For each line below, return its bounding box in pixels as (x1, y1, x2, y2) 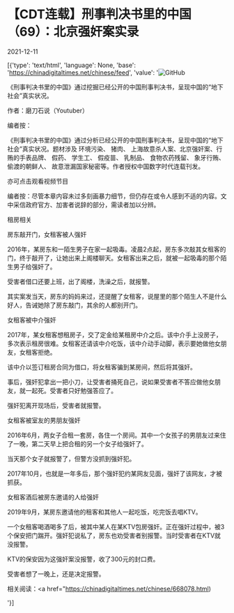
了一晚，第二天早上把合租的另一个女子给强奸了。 (7, 439, 148, 448)
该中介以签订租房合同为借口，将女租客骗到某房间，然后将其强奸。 (7, 362, 196, 371)
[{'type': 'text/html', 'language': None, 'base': (7, 61, 136, 69)
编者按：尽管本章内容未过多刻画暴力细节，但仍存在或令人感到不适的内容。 (7, 191, 221, 200)
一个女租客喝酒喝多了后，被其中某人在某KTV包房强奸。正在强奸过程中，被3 (7, 522, 225, 531)
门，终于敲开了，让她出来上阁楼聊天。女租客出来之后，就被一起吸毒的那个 (7, 253, 221, 262)
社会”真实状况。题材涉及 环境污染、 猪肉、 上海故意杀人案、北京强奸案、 (7, 145, 217, 153)
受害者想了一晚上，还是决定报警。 (7, 570, 105, 578)
